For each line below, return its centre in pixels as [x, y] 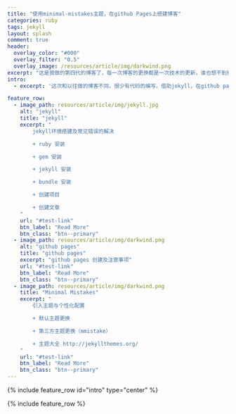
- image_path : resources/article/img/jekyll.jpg [86, 105]
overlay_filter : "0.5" [47, 60]
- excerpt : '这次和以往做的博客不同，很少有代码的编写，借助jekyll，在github [117, 86]
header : [19, 46]
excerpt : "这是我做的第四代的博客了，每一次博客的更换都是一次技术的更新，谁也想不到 [117, 73]
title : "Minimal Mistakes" [59, 293]
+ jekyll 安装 [52, 170]
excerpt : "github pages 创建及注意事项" [76, 260]
